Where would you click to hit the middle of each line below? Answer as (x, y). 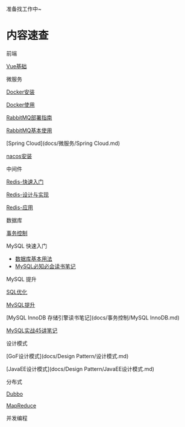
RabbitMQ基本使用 (29, 130)
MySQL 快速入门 (27, 246)
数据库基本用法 (33, 258)
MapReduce (21, 405)
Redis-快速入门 (25, 181)
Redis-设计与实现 (28, 194)
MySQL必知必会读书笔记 (45, 266)
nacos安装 (19, 156)
